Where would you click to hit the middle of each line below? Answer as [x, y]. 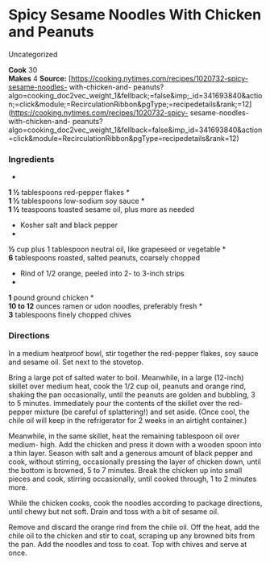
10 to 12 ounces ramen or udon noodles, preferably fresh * [106, 306]
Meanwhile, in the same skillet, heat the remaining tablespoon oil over [124, 436]
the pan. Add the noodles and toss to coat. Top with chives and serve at [128, 544]
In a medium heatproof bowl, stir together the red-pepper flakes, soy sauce [133, 353]
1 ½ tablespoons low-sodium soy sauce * [77, 201]
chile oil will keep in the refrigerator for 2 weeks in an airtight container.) [128, 420]
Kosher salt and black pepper [69, 225]
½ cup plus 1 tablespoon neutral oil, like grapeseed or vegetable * [117, 249]
